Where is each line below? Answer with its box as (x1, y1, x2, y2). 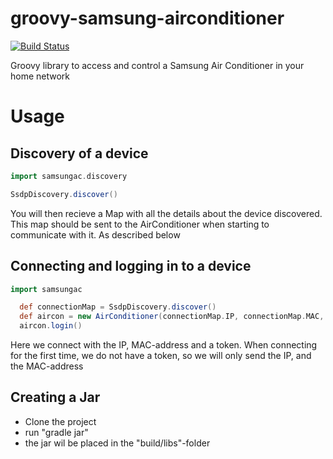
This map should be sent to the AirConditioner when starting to (10, 218, 270, 230)
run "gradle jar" (24, 426, 89, 438)
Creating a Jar (10, 389, 101, 406)
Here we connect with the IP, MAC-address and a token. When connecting (10, 339, 318, 351)
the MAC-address (10, 360, 84, 372)
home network (10, 70, 71, 82)
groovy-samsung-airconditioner (10, 7, 285, 30)
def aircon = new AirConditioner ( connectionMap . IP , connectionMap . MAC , (19, 312, 325, 322)
